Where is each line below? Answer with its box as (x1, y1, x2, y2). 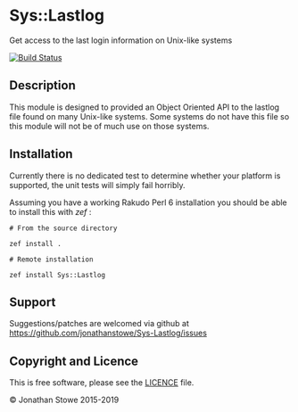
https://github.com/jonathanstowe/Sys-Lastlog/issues (9, 327, 208, 339)
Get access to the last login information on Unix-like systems (9, 35, 233, 45)
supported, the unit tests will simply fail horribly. (9, 179, 186, 190)
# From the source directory (9, 224, 118, 233)
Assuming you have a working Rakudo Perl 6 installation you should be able (9, 197, 287, 208)
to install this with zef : (9, 206, 92, 217)
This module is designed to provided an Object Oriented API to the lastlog (9, 102, 279, 112)
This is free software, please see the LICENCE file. (9, 377, 195, 388)
